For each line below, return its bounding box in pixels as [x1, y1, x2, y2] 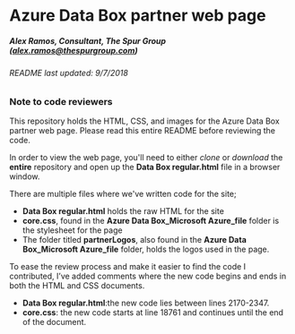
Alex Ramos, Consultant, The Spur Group [9, 35, 167, 46]
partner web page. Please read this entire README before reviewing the [9, 125, 276, 136]
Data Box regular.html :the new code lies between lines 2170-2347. [22, 297, 270, 309]
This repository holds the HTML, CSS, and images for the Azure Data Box [9, 116, 280, 126]
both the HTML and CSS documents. [9, 280, 145, 291]
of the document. [22, 317, 87, 328]
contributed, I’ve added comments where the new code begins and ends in [9, 270, 287, 282]
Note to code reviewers [9, 95, 114, 107]
